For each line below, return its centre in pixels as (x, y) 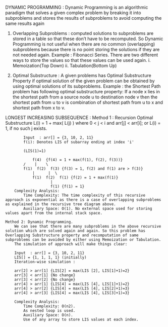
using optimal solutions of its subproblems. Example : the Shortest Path (87, 86)
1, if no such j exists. (26, 128)
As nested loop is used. (49, 311)
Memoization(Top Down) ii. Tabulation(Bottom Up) (65, 66)
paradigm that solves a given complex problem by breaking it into (73, 13)
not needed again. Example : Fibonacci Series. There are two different (85, 55)
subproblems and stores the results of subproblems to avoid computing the (83, 18)
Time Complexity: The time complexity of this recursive (84, 195)
